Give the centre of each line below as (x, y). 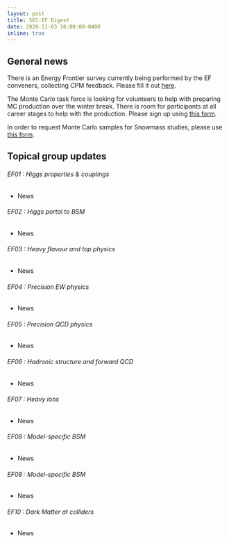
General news (37, 61)
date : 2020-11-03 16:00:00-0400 (54, 26)
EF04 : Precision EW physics (48, 287)
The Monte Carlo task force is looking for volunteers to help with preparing (114, 99)
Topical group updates (57, 156)
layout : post (26, 14)
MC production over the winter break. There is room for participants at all (112, 107)
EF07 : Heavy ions (33, 399)
